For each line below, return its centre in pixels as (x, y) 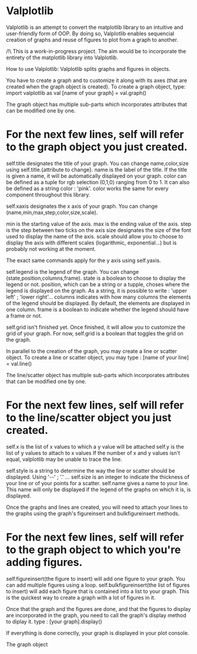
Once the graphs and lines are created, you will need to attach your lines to (97, 507)
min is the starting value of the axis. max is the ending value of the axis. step (99, 224)
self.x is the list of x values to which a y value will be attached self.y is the (95, 446)
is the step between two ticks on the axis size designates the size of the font (98, 230)
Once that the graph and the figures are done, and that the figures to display (98, 609)
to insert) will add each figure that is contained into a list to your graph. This (98, 591)
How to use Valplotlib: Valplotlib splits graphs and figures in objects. (88, 68)
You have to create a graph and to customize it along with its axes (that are (96, 80)
